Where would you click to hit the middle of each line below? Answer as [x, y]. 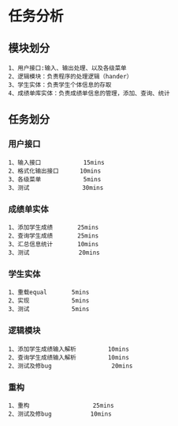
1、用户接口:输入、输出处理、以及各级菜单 [68, 68]
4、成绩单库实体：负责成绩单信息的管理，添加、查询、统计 [89, 93]
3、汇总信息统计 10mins [54, 244]
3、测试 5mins [49, 310]
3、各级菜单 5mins [55, 179]
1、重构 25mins [61, 405]
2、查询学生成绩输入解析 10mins [69, 357]
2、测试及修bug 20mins [70, 366]
